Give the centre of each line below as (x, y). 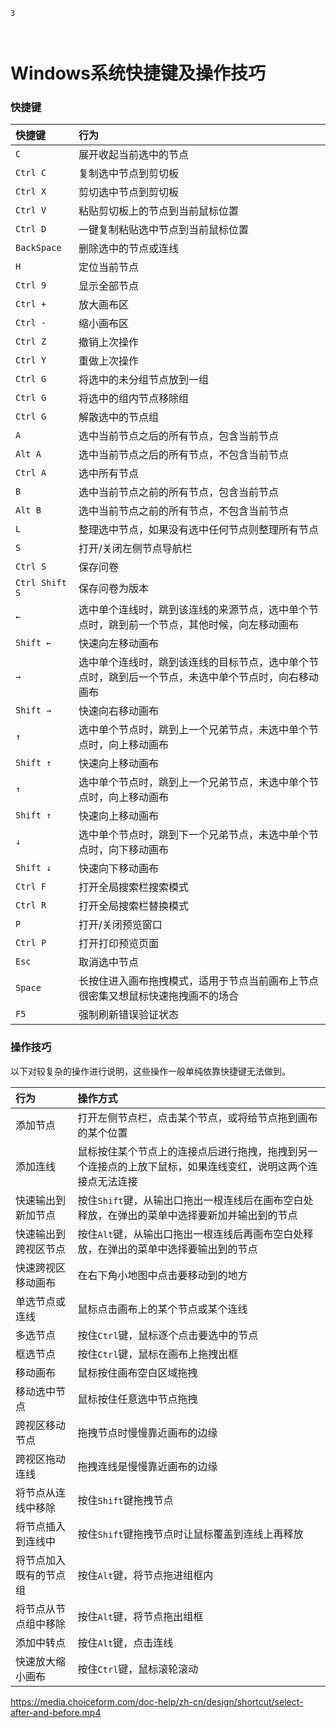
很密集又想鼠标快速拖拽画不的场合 (159, 996)
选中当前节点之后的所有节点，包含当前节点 (179, 436)
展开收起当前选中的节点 (134, 155)
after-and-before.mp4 (56, 1712)
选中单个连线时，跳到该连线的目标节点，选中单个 (194, 662)
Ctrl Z (31, 342)
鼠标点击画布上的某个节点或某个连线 (162, 1309)
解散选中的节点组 (119, 417)
